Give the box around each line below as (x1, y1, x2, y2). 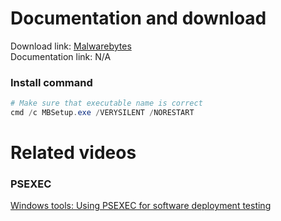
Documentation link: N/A (10, 50, 112, 62)
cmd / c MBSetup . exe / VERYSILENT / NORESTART (10, 108, 195, 118)
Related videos (10, 142, 137, 164)
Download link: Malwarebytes (10, 40, 132, 52)
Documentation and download (10, 7, 267, 30)
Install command (10, 75, 93, 89)
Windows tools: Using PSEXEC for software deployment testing (10, 200, 272, 212)
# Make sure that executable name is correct (10, 98, 203, 109)
